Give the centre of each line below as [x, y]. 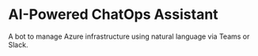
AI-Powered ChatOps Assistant [114, 15]
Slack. [18, 44]
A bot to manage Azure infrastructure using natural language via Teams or [129, 36]
